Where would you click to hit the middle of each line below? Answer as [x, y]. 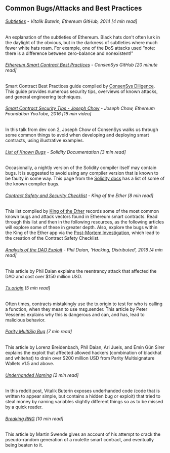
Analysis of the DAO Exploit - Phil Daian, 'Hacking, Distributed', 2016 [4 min [84, 250]
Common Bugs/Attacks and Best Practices [74, 8]
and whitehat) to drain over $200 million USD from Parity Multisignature [80, 358]
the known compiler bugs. [32, 184]
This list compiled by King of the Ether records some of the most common [82, 211]
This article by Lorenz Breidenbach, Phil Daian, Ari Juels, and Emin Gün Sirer [85, 347]
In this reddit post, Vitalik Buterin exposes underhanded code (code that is [83, 391]
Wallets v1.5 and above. [30, 364]
